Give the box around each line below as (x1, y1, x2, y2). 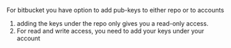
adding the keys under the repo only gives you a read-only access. (16, 19, 209, 27)
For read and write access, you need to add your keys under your (16, 27, 205, 35)
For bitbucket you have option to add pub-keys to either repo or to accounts (6, 6, 224, 14)
